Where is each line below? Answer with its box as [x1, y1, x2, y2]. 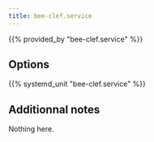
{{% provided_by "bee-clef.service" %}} [8, 34, 143, 44]
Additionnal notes [8, 102, 101, 116]
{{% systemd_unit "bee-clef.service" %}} [8, 79, 146, 89]
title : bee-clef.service [8, 11, 92, 20]
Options [8, 58, 50, 71]
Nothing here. [8, 124, 54, 134]
